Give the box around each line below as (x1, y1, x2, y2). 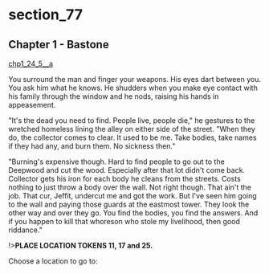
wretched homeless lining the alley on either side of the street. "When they (8, 125, 255, 133)
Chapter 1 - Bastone (8, 38, 110, 51)
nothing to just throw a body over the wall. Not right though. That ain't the (8, 182, 251, 192)
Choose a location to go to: (8, 256, 98, 266)
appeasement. (8, 100, 56, 109)
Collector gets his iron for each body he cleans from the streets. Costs (8, 174, 241, 183)
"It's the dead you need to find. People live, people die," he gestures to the (8, 116, 255, 125)
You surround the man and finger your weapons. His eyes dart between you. (8, 75, 261, 84)
